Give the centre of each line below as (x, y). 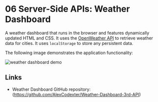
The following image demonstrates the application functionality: (69, 53)
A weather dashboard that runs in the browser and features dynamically (77, 33)
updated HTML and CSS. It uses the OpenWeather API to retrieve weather (79, 38)
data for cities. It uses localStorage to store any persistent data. (69, 43)
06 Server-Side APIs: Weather (68, 9)
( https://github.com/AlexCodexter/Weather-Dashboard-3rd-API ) (77, 94)
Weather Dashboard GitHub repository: (51, 89)
